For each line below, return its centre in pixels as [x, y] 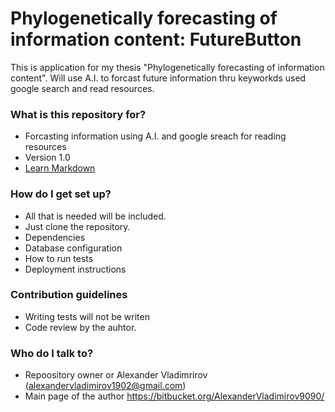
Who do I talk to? [52, 353]
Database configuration [73, 248]
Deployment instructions [75, 269]
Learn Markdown [60, 168]
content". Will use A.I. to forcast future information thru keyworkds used [158, 78]
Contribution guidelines [69, 295]
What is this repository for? [78, 114]
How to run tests [59, 258]
